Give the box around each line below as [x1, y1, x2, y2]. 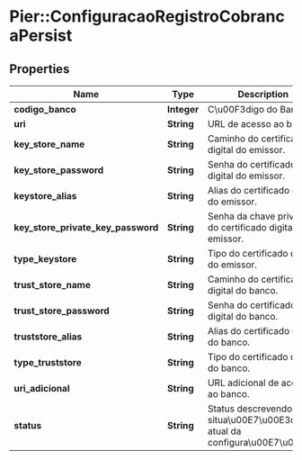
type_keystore [13, 253, 77, 265]
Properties [9, 61, 70, 77]
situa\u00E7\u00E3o [207, 414, 297, 426]
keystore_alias [13, 190, 77, 202]
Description [237, 88, 289, 100]
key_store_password [13, 164, 104, 176]
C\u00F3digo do [207, 104, 279, 115]
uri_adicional [13, 383, 70, 394]
